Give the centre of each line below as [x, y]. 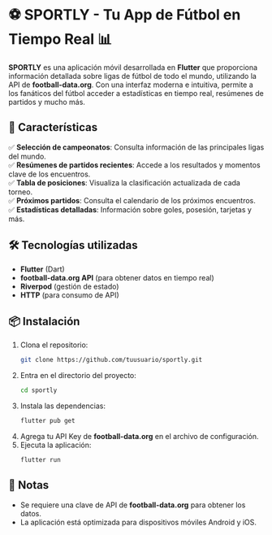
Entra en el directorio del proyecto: [78, 376]
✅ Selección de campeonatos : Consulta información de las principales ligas [136, 147]
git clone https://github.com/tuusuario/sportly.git [111, 360]
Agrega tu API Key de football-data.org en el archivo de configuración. [139, 436]
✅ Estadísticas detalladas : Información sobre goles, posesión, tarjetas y [130, 209]
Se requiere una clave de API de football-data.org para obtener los [133, 505]
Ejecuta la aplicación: [56, 445]
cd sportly [39, 390]
